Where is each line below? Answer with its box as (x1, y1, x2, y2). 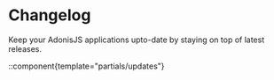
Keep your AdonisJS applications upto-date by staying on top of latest (8, 34, 265, 45)
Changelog (8, 5, 91, 25)
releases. (8, 43, 42, 54)
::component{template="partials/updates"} (8, 61, 165, 71)
